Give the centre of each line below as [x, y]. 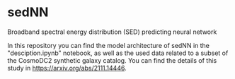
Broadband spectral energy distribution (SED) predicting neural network [112, 32]
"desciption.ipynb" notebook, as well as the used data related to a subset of [118, 53]
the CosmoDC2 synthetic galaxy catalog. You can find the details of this [112, 60]
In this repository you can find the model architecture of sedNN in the [109, 45]
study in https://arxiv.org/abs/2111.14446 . [67, 68]
